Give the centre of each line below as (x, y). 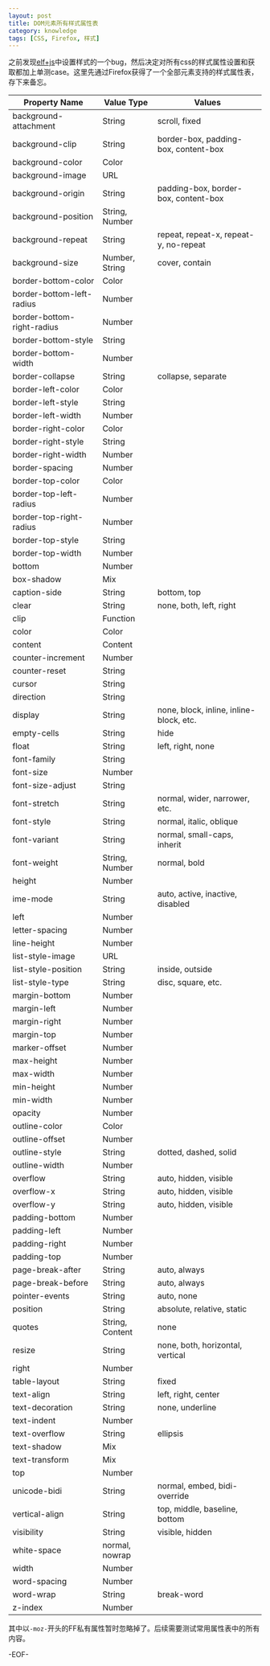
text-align (31, 1394)
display (26, 715)
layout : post (30, 16)
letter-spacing (40, 930)
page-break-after (47, 1270)
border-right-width (49, 455)
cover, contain (184, 263)
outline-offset (39, 1139)
